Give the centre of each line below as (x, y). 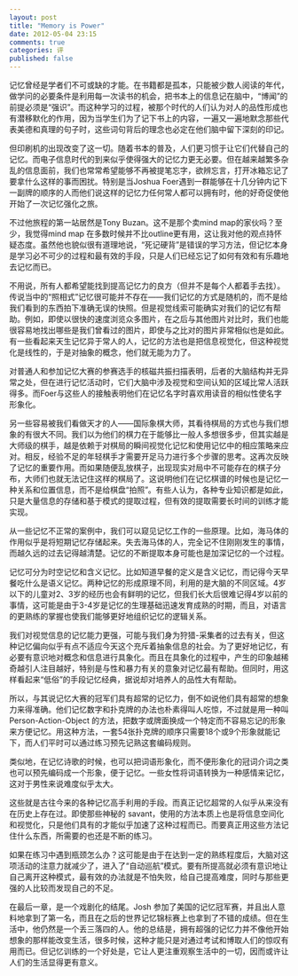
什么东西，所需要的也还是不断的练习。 (86, 836)
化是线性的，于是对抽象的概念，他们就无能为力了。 (102, 352)
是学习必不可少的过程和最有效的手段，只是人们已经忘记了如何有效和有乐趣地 (149, 256)
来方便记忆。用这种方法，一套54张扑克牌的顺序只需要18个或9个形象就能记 (145, 732)
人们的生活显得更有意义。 (56, 962)
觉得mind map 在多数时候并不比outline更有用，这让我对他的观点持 (153, 233)
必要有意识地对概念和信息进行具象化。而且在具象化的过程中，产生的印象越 (145, 657)
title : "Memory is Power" (57, 26)
